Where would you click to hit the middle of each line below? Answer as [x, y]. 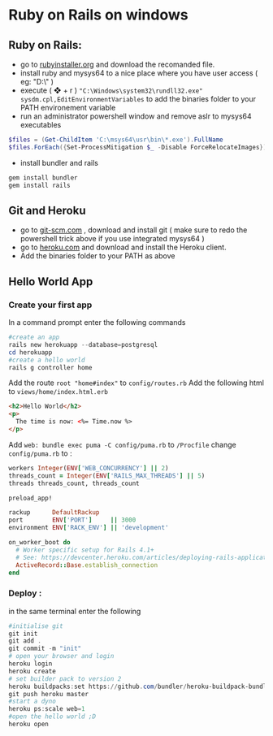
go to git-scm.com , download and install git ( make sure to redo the [134, 230]
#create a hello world [47, 360]
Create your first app [50, 305]
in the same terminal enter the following [75, 611]
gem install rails [39, 185]
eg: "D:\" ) [37, 82]
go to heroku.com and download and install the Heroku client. [123, 247]
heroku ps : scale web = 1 [47, 709]
